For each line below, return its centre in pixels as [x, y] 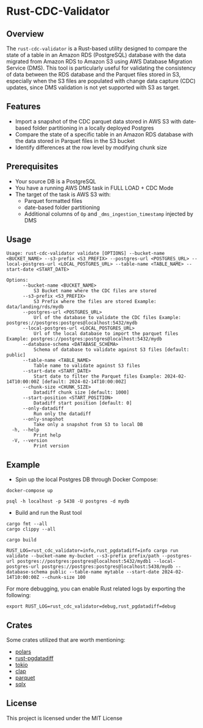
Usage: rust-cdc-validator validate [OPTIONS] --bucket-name [86, 254]
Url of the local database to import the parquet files [106, 334]
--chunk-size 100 [64, 578]
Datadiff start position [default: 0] [83, 403]
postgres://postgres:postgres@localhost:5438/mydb [107, 567]
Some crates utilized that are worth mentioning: [66, 640]
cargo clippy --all [31, 529]
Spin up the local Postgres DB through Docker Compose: [87, 480]
